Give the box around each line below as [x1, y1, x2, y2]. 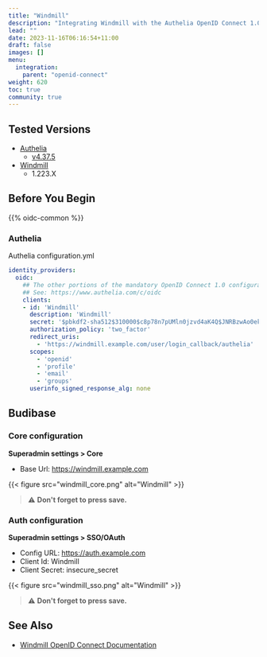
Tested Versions [8, 122, 91, 136]
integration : [15, 64, 59, 72]
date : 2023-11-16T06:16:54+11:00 [8, 33, 119, 42]
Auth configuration [8, 515, 83, 526]
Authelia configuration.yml [8, 251, 95, 261]
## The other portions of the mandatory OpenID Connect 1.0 [22, 281, 226, 289]
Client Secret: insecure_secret [19, 566, 119, 575]
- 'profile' [37, 363, 77, 371]
